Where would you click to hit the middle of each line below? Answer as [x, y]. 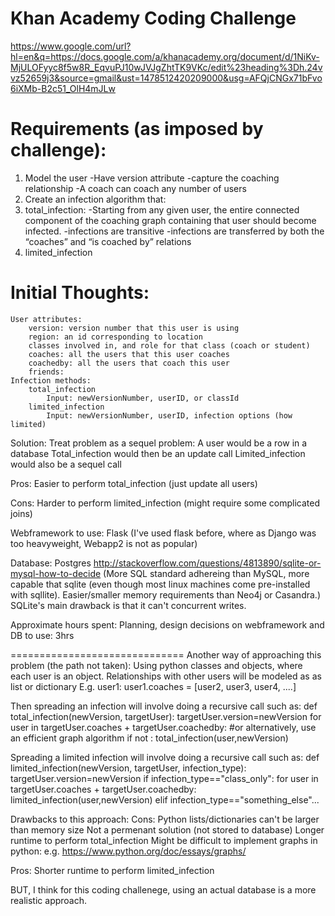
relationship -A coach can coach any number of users [135, 188]
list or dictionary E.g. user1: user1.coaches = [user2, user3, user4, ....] [153, 686]
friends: [46, 372]
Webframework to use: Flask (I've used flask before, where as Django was [163, 533]
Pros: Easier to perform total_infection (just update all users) [134, 483]
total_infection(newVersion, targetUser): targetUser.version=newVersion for [166, 716]
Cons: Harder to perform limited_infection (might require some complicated [165, 503]
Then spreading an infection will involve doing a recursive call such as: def [164, 706]
